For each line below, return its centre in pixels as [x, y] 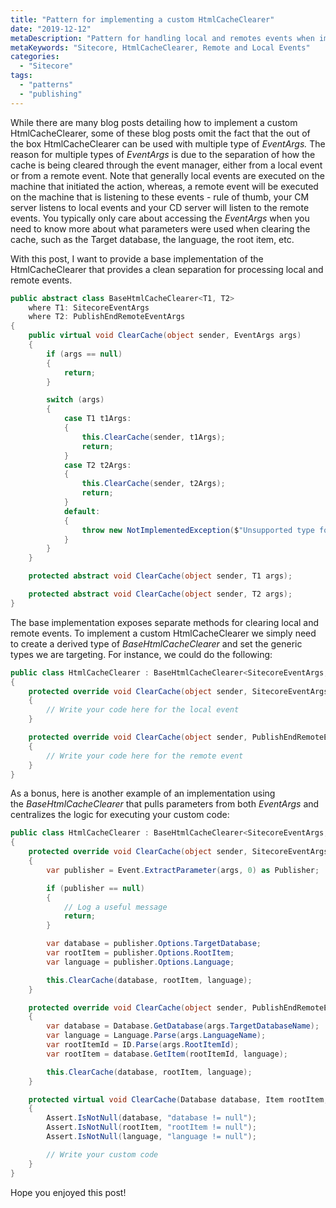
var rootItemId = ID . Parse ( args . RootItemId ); [143, 1045]
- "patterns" [46, 85]
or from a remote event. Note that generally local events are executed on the [167, 175]
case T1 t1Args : [97, 419]
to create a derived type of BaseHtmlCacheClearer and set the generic [156, 643]
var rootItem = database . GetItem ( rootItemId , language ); [167, 1054]
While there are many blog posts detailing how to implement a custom [154, 122]
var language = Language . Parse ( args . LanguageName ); [156, 1036]
